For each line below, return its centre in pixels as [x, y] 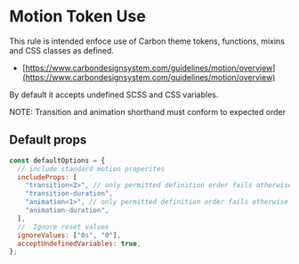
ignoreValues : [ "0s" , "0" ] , [69, 235]
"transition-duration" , [69, 194]
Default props [48, 140]
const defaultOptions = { [57, 161]
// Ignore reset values [63, 227]
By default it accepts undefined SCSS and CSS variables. [114, 95]
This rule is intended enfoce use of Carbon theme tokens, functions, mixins [147, 41]
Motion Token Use [78, 16]
